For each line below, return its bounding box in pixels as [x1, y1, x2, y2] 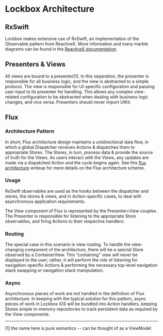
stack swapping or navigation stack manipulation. [5, 267, 104, 274]
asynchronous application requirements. [5, 198, 86, 204]
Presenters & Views [5, 60, 66, 69]
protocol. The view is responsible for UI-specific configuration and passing [5, 83, 155, 89]
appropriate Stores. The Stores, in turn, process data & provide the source [5, 149, 153, 155]
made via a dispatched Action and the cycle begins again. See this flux [5, 159, 147, 165]
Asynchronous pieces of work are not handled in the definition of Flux [5, 291, 145, 296]
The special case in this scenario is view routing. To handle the [5, 241, 131, 247]
